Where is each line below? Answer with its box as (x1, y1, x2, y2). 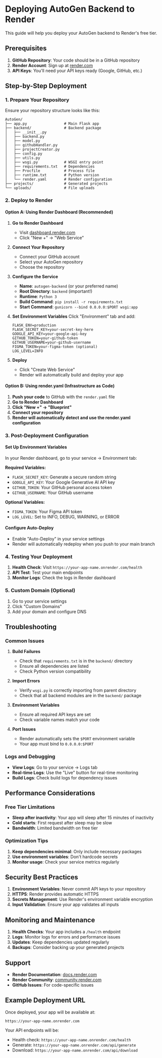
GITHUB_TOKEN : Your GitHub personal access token (12, 484, 112, 490)
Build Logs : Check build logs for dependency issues (12, 775, 118, 780)
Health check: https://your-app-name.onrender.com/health (12, 1036, 131, 1042)
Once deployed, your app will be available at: (5, 1009, 96, 1015)
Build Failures (12, 649, 40, 655)
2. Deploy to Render (5, 197, 53, 204)
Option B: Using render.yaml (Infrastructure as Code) (5, 383, 115, 389)
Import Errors (12, 678, 40, 684)
